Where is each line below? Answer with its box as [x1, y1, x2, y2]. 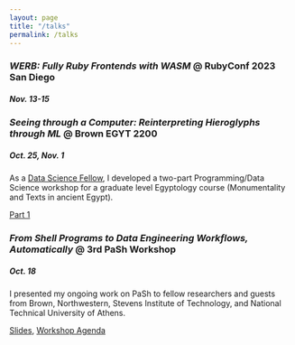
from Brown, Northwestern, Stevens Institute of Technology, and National [9, 298, 281, 309]
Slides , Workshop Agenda [9, 325, 106, 336]
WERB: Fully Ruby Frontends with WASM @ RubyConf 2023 [9, 60, 276, 72]
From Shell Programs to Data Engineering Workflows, [9, 232, 249, 245]
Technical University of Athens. [9, 308, 126, 319]
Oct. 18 [9, 266, 36, 276]
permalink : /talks [9, 30, 78, 39]
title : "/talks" [9, 22, 70, 31]
